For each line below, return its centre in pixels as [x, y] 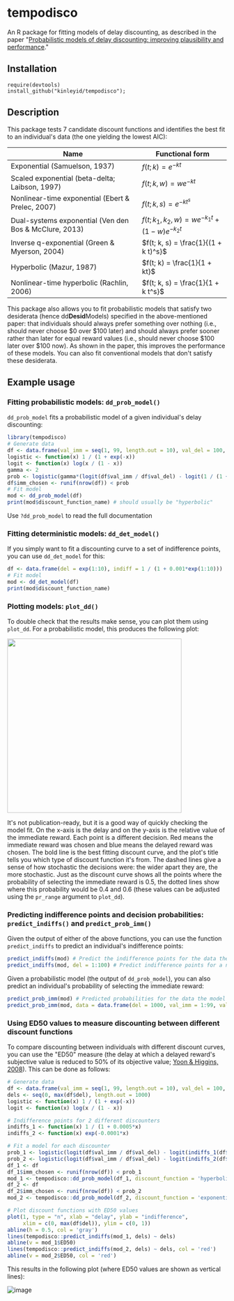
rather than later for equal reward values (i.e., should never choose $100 [111, 338]
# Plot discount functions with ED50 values [73, 1210]
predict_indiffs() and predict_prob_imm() [79, 923]
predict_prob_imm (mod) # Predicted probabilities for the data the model [117, 999]
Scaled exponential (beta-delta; [63, 178]
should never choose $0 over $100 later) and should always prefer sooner [114, 331]
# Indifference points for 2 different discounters [84, 1121]
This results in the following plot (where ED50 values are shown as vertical [114, 1269]
